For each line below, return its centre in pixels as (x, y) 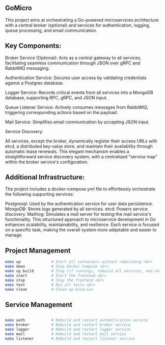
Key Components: (33, 46)
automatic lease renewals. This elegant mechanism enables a (67, 151)
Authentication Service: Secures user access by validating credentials (76, 78)
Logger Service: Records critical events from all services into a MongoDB (79, 92)
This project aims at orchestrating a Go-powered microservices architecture (82, 20)
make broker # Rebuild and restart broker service (68, 325)
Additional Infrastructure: (45, 177)
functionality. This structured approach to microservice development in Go (81, 219)
